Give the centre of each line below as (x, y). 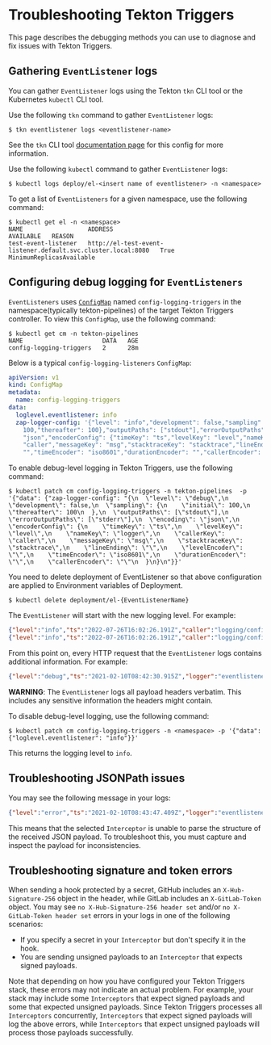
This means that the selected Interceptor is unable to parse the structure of (135, 828)
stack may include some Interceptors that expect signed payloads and (127, 998)
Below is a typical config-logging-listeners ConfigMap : (100, 363)
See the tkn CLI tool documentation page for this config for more (116, 145)
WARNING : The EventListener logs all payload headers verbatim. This (125, 691)
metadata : (25, 392)
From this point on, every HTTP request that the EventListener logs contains (135, 653)
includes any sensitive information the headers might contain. (111, 700)
